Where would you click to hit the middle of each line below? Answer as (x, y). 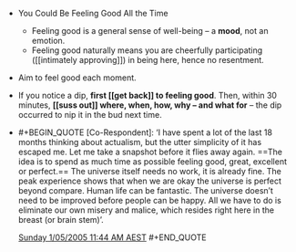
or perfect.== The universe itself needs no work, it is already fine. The (150, 171)
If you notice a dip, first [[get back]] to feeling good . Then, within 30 (148, 95)
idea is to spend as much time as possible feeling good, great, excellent (152, 162)
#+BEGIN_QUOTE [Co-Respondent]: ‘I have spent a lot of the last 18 (145, 132)
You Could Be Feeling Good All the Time (93, 13)
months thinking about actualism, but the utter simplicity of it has (140, 142)
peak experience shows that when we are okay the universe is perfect (150, 181)
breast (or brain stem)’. (61, 220)
